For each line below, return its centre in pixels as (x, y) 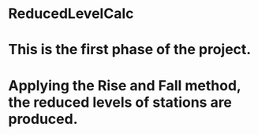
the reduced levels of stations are (120, 102)
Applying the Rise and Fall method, (125, 85)
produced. (43, 119)
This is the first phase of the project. (130, 50)
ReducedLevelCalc (71, 14)
